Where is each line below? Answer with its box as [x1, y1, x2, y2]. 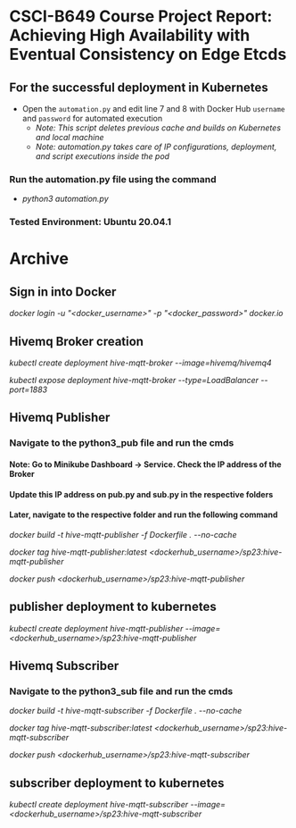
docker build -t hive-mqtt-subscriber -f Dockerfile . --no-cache [9, 706, 243, 716]
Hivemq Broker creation [9, 333, 144, 349]
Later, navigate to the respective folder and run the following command [9, 509, 278, 520]
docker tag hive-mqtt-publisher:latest [9, 547, 147, 557]
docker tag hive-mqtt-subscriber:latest [9, 723, 153, 733]
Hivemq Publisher [9, 410, 111, 425]
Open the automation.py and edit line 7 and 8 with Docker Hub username [21, 104, 285, 113]
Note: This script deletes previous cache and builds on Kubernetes [35, 122, 282, 133]
